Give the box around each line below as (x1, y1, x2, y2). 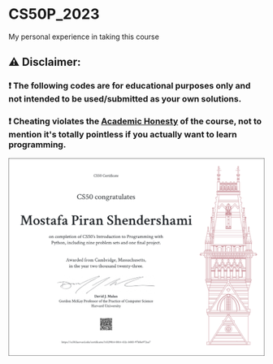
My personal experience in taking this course (8, 32, 160, 41)
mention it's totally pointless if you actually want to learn (8, 129, 237, 141)
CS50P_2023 (8, 5, 100, 24)
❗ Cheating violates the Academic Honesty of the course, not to (8, 115, 262, 127)
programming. (8, 139, 67, 150)
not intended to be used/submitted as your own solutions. (8, 93, 242, 105)
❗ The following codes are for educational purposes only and (8, 80, 251, 92)
